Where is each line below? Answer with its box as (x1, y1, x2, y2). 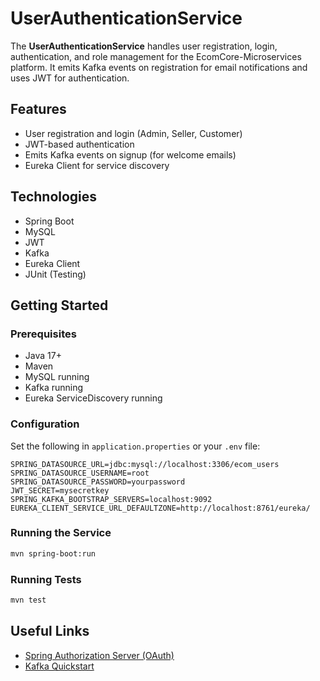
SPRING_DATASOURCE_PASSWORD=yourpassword (10, 477, 186, 487)
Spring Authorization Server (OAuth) (24, 649, 175, 661)
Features (10, 101, 67, 118)
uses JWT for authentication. (10, 72, 130, 84)
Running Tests (10, 572, 82, 586)
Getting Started (10, 297, 109, 314)
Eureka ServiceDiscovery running (24, 392, 163, 404)
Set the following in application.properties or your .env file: (10, 440, 261, 452)
